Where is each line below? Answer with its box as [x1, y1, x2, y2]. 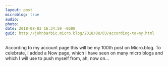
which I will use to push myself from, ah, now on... [5, 55, 109, 61]
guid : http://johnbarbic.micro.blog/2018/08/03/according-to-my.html [5, 31, 155, 36]
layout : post [5, 7, 33, 13]
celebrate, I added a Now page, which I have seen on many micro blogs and [5, 50, 163, 56]
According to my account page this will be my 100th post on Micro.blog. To [5, 45, 161, 50]
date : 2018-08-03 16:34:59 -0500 [5, 26, 76, 31]
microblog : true [5, 12, 39, 17]
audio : [5, 17, 19, 22]
